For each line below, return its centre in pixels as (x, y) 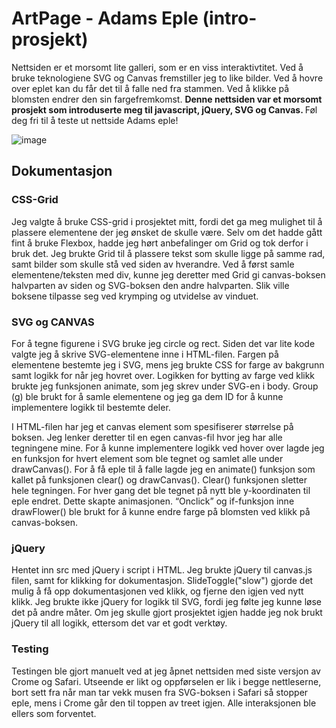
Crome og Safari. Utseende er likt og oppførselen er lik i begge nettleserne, (166, 681)
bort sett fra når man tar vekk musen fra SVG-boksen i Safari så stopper (160, 692)
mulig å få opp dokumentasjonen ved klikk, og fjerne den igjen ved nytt (157, 591)
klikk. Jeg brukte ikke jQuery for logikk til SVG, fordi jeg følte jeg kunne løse (167, 602)
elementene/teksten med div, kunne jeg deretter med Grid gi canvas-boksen (168, 274)
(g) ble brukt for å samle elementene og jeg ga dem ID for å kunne (147, 396)
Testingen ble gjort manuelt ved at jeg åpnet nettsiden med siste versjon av (166, 671)
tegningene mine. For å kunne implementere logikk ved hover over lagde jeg (168, 448)
